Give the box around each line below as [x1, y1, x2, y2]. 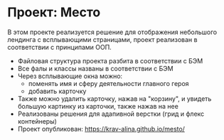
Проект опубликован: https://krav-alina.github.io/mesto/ [17, 124, 185, 133]
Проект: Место [7, 4, 101, 21]
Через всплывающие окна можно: [17, 72, 123, 80]
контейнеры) [17, 117, 57, 125]
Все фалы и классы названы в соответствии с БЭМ [17, 64, 174, 72]
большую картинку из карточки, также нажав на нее [17, 102, 179, 110]
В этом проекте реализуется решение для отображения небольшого [7, 28, 218, 36]
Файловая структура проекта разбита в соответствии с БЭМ [17, 56, 203, 65]
